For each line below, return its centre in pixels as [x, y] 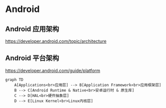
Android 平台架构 [32, 58]
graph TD [14, 79]
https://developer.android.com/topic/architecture [56, 41]
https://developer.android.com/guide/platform [53, 70]
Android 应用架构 [32, 29]
